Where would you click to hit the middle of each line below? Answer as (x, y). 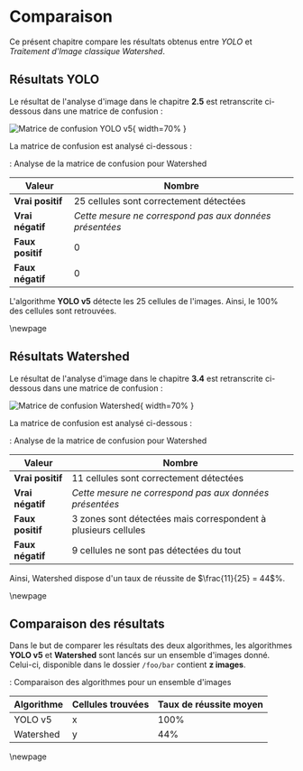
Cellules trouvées (110, 704)
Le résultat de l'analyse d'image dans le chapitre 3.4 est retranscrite (136, 378)
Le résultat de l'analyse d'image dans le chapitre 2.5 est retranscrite (136, 101)
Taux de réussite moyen (210, 704)
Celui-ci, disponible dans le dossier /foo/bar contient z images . (128, 664)
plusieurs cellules (109, 530)
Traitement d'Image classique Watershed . (87, 51)
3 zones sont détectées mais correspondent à (169, 518)
